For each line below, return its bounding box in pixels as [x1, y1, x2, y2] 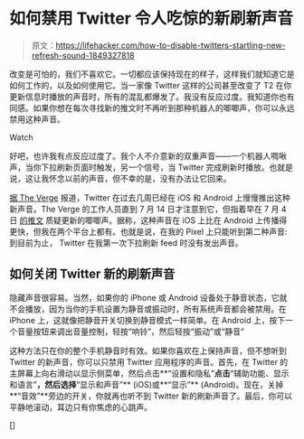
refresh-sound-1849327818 [31, 50, 135, 61]
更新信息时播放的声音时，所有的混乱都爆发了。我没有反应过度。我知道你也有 [9, 91, 295, 102]
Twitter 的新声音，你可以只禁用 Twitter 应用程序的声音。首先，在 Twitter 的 [9, 356, 289, 367]
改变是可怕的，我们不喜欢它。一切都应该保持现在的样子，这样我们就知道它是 [9, 69, 295, 79]
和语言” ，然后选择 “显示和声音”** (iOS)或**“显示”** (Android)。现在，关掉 [9, 378, 284, 389]
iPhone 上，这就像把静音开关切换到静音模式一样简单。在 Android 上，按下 [9, 314, 286, 325]
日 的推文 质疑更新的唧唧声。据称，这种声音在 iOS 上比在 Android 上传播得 [9, 214, 288, 226]
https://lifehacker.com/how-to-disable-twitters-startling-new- [55, 40, 287, 51]
